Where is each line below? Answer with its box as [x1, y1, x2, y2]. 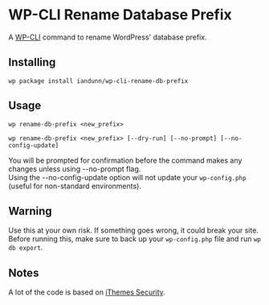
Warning [8, 204, 52, 218]
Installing [8, 56, 56, 69]
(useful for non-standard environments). [8, 181, 142, 191]
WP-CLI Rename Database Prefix [8, 6, 233, 24]
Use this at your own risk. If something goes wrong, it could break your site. [8, 225, 259, 235]
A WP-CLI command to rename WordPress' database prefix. [8, 32, 207, 42]
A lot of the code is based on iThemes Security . [8, 287, 166, 297]
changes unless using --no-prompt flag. [8, 163, 141, 174]
